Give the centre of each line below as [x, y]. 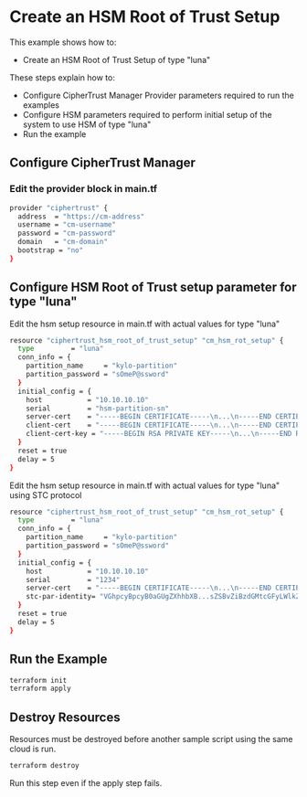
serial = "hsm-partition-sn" [98, 409]
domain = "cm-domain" [63, 242]
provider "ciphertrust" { [58, 207]
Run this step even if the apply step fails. [86, 782]
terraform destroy [44, 766]
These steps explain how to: [63, 77]
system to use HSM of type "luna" [87, 124]
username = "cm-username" [67, 225]
